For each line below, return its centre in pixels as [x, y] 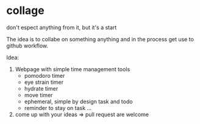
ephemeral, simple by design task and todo [78, 102]
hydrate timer [41, 88]
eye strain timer [44, 82]
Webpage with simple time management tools [73, 69]
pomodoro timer [45, 75]
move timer [38, 95]
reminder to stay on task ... [58, 108]
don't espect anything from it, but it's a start [62, 27]
